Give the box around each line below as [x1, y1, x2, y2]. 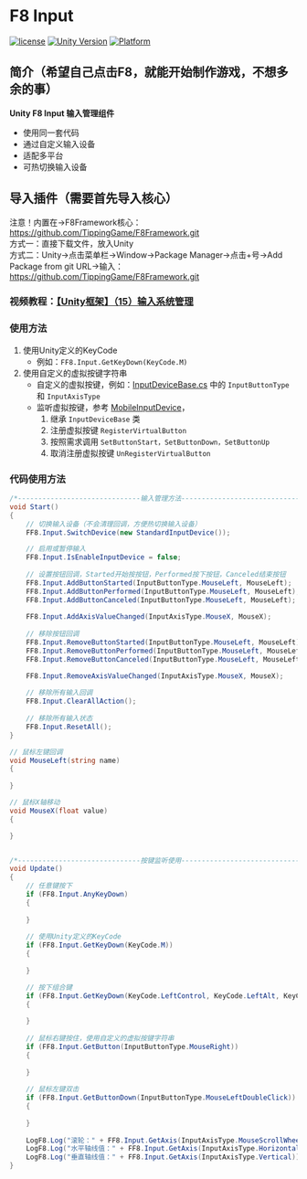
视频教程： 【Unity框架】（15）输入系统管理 [9, 295, 194, 308]
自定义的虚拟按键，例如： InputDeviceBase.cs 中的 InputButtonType [36, 378, 290, 389]
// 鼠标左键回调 [9, 747, 63, 757]
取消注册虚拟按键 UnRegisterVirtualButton [49, 447, 211, 458]
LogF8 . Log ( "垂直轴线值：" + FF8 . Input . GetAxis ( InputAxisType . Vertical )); [26, 1152, 304, 1162]
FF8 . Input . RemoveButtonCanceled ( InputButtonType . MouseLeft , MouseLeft [26, 654, 301, 664]
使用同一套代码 [22, 127, 79, 138]
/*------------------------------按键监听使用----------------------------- [9, 855, 301, 865]
